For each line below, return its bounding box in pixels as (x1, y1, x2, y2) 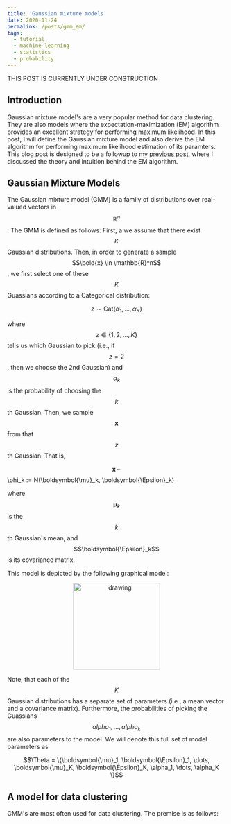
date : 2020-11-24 (7, 17, 58, 24)
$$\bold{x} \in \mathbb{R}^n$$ (71, 259, 162, 267)
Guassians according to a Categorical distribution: (7, 291, 151, 300)
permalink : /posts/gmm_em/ (7, 23, 85, 30)
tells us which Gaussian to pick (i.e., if (7, 341, 116, 350)
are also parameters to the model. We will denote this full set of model (7, 735, 207, 744)
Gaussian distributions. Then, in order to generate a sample (7, 248, 177, 257)
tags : (7, 29, 23, 37)
